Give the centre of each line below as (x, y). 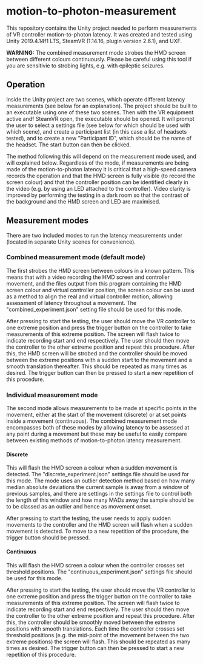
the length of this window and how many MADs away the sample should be (100, 500)
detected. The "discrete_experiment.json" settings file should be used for (98, 474)
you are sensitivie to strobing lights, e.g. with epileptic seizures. (85, 66)
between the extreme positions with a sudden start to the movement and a (99, 360)
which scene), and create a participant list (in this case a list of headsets (97, 131)
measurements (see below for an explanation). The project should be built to (102, 106)
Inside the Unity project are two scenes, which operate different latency (96, 99)
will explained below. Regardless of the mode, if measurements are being (98, 163)
